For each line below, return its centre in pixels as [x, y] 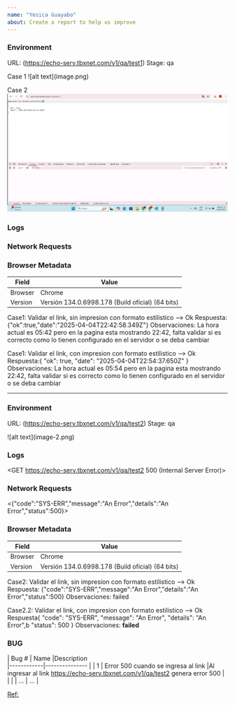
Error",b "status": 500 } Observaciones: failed [73, 625]
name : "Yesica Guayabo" [42, 15]
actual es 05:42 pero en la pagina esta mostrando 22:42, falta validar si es [114, 333]
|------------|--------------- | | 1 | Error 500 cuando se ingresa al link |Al [111, 666]
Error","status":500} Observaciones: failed [68, 597]
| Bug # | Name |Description [48, 659]
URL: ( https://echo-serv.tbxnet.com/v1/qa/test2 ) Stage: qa [91, 423]
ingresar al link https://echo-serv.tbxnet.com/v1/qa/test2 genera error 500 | [116, 673]
